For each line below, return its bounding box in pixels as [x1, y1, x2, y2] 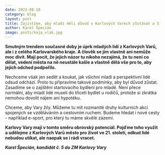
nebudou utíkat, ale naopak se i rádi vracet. [5, 135, 95, 141]
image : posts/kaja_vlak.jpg [5, 30, 63, 35]
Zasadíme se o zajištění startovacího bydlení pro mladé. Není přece [5, 85, 141, 90]
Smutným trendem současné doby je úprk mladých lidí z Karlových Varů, [5, 44, 157, 49]
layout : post [5, 16, 32, 21]
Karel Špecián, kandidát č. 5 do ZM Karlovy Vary [5, 145, 107, 150]
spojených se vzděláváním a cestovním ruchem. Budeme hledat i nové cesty [5, 110, 160, 116]
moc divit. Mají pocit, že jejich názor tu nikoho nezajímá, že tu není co [5, 54, 149, 60]
